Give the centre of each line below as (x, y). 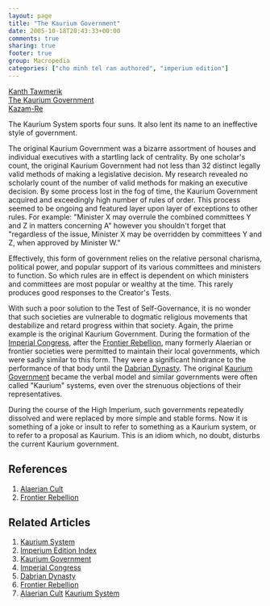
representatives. (35, 394)
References (38, 469)
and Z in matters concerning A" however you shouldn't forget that (117, 225)
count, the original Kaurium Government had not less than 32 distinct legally (135, 165)
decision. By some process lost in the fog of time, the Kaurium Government (133, 191)
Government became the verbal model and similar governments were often (133, 377)
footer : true (30, 53)
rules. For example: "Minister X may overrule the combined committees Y (130, 217)
